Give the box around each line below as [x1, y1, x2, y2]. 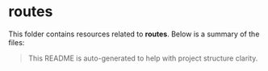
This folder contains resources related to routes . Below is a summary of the [8, 29, 260, 39]
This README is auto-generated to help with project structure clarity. [27, 53, 258, 63]
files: [8, 37, 25, 47]
